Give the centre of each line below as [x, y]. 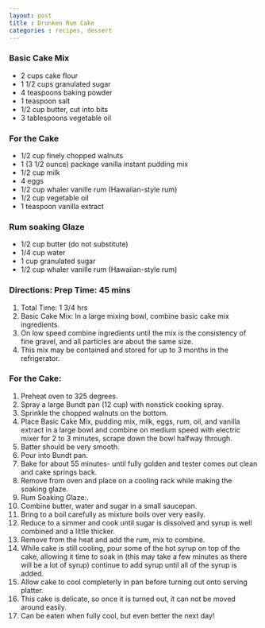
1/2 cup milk [40, 173]
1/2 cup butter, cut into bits [64, 109]
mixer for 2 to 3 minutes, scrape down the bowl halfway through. [126, 438]
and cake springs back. [59, 472]
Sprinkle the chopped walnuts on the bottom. [94, 413]
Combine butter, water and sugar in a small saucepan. [109, 506]
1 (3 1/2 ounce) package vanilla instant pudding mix [104, 164]
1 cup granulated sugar [58, 261]
